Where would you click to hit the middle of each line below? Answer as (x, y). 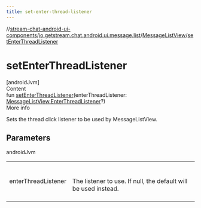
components (22, 35)
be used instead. (95, 189)
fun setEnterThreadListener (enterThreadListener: (67, 95)
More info (18, 108)
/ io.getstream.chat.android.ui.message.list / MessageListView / (112, 35)
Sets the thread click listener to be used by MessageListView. (82, 119)
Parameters (28, 138)
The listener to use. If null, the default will (130, 181)
